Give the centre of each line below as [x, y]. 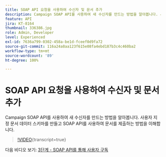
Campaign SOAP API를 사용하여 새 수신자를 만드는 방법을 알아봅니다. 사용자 [79, 118]
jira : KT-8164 [20, 23]
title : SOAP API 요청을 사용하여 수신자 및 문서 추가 [54, 10]
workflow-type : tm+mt [27, 51]
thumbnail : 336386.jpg [28, 28]
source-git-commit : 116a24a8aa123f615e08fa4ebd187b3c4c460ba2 [70, 46]
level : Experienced [25, 38]
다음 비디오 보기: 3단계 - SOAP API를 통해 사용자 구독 [57, 150]
